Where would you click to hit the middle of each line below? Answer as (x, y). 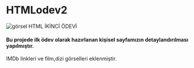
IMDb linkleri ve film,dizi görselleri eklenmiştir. (62, 59)
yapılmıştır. (20, 46)
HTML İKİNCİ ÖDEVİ (53, 26)
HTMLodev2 (37, 10)
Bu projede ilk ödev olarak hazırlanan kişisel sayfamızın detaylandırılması (97, 40)
